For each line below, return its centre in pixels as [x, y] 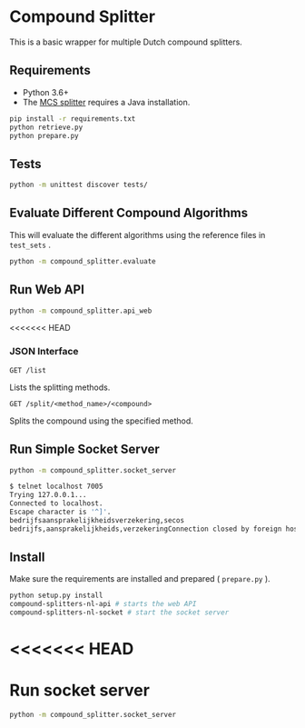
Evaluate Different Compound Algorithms [128, 213]
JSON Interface [44, 352]
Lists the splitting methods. [60, 387]
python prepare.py [44, 135]
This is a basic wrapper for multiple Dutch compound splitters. [126, 42]
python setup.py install [56, 596]
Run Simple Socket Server [85, 449]
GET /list [28, 370]
